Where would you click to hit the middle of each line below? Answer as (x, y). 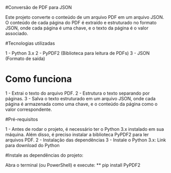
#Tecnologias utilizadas (30, 43)
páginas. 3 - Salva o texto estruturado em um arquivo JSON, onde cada (80, 98)
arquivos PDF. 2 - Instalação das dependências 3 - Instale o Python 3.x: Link (86, 140)
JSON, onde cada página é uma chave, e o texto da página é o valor (77, 28)
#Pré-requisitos (22, 119)
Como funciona (39, 79)
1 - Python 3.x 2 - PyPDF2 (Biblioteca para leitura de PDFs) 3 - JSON (78, 53)
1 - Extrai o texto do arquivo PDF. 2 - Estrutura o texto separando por (78, 93)
